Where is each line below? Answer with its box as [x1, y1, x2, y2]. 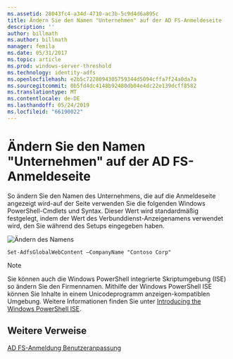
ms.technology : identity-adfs [7, 69, 96, 76]
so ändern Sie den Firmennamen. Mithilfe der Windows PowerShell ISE [7, 282, 213, 290]
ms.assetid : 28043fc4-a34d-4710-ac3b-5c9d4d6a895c [7, 10, 159, 18]
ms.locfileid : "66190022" [7, 108, 83, 115]
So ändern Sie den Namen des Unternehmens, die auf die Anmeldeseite [7, 191, 216, 200]
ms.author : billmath [7, 37, 68, 44]
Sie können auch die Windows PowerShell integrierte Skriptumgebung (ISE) [7, 275, 227, 283]
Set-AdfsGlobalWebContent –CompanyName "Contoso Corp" [7, 249, 172, 256]
